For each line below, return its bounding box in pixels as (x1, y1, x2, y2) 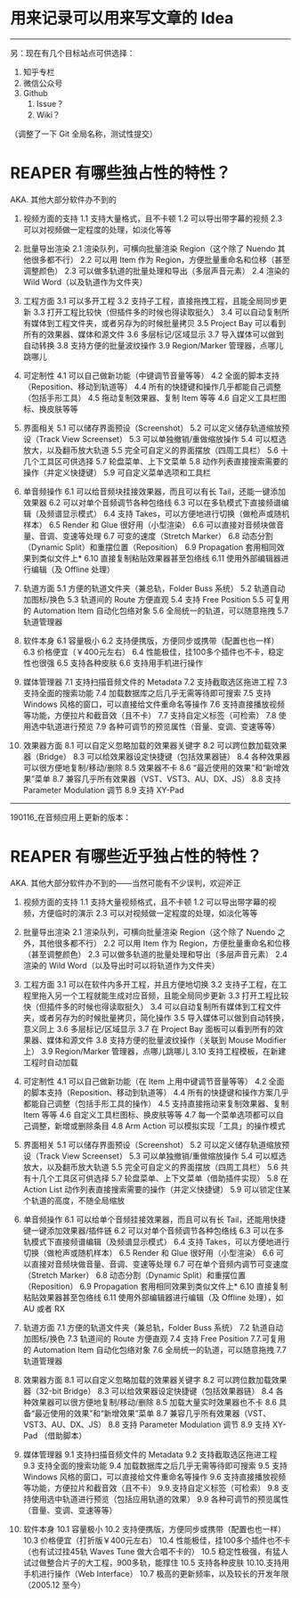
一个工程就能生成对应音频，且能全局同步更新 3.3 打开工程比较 (61, 990, 289, 1001)
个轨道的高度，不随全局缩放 (22, 1195, 126, 1206)
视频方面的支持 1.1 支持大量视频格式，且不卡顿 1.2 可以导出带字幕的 (22, 897, 270, 907)
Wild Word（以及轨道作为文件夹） (22, 276, 148, 287)
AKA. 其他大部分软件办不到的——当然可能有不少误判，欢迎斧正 (10, 877, 241, 888)
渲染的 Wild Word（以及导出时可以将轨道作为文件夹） (22, 960, 220, 971)
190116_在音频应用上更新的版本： (10, 812, 132, 823)
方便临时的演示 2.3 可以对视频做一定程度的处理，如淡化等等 (38, 907, 258, 918)
